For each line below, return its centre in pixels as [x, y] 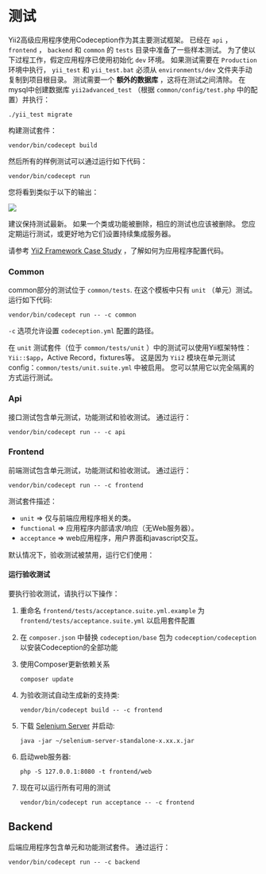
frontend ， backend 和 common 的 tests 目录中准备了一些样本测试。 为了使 [128, 49]
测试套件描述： [33, 501]
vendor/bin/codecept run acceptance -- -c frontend [107, 803]
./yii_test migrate [40, 115]
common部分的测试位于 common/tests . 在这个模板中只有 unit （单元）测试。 [132, 290]
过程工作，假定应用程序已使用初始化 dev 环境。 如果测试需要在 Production [136, 60]
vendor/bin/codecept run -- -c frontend [76, 485]
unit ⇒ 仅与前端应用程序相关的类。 [77, 518]
